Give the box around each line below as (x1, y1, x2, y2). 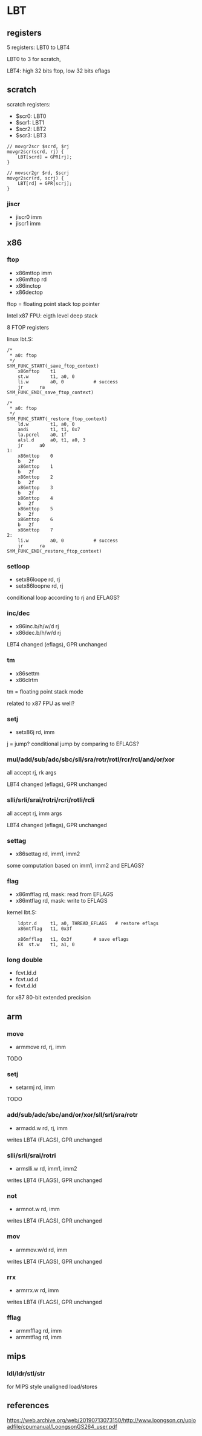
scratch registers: (7, 100, 51, 108)
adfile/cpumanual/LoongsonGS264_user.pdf (7, 1423, 117, 1430)
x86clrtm (15, 676, 39, 683)
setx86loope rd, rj (15, 576, 60, 583)
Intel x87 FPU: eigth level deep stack (7, 312, 99, 319)
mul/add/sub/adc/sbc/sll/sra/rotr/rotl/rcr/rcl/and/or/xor (7, 755, 175, 764)
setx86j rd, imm (15, 728, 55, 735)
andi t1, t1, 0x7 (18, 426, 80, 432)
